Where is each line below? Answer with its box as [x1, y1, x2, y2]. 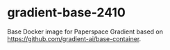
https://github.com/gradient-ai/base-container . [7, 34, 142, 42]
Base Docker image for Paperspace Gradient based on [7, 27, 163, 36]
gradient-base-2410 [7, 5, 126, 21]
